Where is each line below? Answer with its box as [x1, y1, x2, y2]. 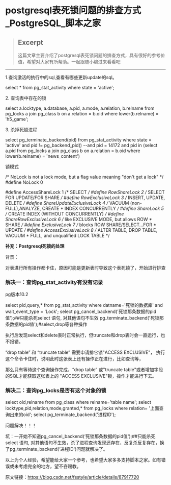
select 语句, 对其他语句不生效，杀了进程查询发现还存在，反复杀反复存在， [5, 440, 160, 446]
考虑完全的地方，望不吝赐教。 [18, 463, 81, 469]
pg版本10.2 [5, 292, 28, 298]
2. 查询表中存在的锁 [5, 95, 47, 101]
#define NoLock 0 [5, 179, 43, 185]
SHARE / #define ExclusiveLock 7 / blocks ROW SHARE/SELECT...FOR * [5, 222, 157, 228]
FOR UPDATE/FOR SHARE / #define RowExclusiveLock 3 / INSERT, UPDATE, [5, 195, 165, 201]
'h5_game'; [5, 116, 29, 122]
